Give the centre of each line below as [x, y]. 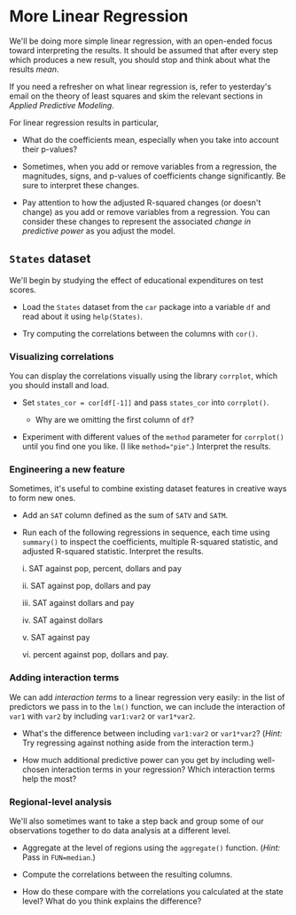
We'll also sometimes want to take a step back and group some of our [136, 821]
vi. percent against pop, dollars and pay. [95, 655]
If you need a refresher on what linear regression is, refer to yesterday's [140, 86]
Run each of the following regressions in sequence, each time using [146, 533]
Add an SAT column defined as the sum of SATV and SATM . [125, 515]
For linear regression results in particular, [84, 123]
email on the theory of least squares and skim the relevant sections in [136, 96]
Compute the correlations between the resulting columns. [127, 874]
